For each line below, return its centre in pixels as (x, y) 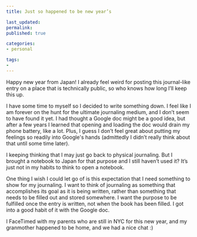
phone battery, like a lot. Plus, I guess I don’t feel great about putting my (93, 131)
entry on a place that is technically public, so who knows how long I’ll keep (96, 88)
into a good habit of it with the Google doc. (58, 210)
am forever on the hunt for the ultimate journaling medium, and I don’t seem (98, 112)
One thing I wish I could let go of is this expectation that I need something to (98, 178)
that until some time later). (38, 143)
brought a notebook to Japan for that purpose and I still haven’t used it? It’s (97, 161)
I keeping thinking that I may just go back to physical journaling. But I (89, 155)
